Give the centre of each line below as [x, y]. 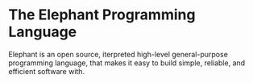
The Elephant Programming [102, 15]
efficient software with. [47, 71]
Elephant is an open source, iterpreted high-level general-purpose [118, 54]
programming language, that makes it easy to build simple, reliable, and [127, 63]
